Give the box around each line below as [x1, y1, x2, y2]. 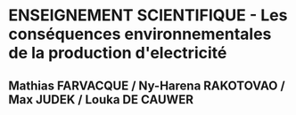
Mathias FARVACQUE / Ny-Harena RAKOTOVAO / [8, 78, 286, 93]
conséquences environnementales [8, 24, 272, 44]
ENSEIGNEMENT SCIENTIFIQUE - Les [8, 5, 288, 26]
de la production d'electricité [8, 43, 227, 63]
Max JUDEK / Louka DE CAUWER [8, 92, 193, 107]
